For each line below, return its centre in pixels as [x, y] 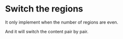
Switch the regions [44, 9]
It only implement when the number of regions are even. [62, 22]
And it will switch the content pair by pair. [47, 31]
